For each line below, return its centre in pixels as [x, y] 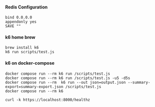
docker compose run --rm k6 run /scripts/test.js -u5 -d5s [68, 78]
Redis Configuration [26, 7]
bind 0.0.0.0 [19, 17]
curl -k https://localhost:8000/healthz [48, 100]
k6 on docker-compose [30, 63]
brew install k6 [22, 48]
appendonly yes [21, 22]
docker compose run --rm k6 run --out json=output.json [66, 82]
